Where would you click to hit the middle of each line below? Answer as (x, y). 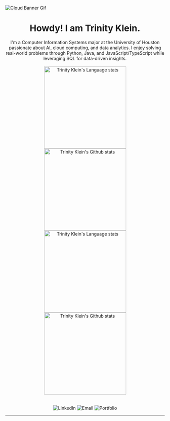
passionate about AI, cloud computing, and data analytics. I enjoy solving (85, 48)
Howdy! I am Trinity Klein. (85, 28)
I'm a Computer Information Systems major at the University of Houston (85, 42)
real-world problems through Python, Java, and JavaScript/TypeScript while (85, 53)
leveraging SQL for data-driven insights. (85, 58)
